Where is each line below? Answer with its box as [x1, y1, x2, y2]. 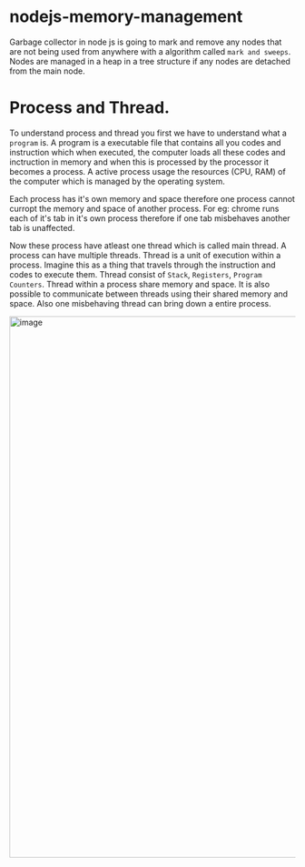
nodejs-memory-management [9, 6, 243, 27]
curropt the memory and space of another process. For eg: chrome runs [9, 203, 280, 214]
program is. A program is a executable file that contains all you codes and [9, 136, 281, 147]
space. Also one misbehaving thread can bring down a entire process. [9, 297, 272, 308]
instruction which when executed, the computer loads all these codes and [9, 146, 286, 157]
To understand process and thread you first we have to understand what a [9, 127, 288, 138]
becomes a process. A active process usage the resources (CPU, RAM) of [9, 166, 286, 176]
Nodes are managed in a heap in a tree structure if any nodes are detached [9, 55, 290, 66]
